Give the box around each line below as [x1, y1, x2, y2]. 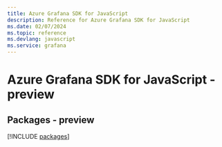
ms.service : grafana [7, 42, 67, 49]
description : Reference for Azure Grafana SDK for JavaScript [7, 17, 190, 23]
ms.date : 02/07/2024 [7, 23, 67, 30]
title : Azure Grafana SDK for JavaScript [7, 10, 129, 17]
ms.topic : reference [7, 29, 67, 37]
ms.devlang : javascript [7, 36, 76, 43]
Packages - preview [7, 114, 95, 126]
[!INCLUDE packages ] [7, 133, 70, 140]
